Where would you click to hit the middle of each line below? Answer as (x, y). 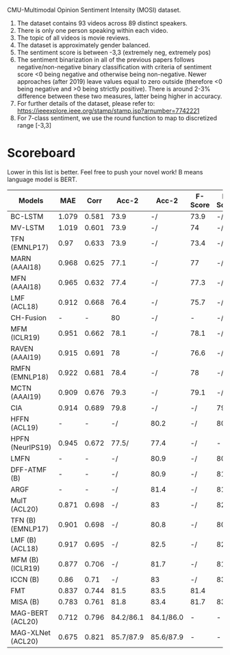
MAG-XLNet (31, 632)
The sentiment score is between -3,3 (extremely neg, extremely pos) (114, 52)
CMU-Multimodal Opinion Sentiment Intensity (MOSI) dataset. (94, 10)
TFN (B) (23, 520)
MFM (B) (25, 560)
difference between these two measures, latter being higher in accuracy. (119, 96)
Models (31, 200)
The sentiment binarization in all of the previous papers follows (106, 60)
